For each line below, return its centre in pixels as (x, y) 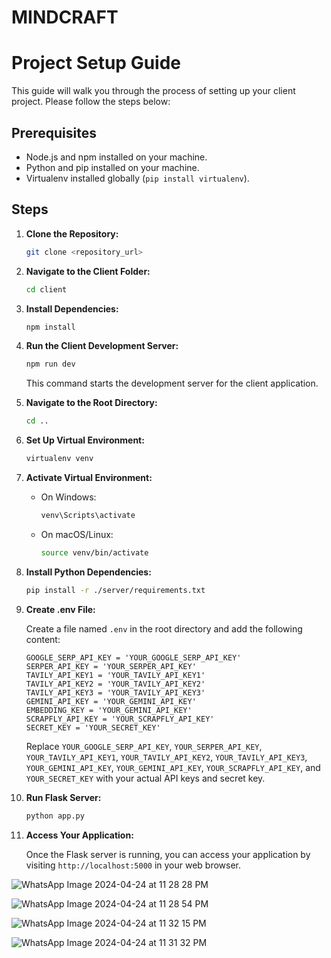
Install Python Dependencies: (88, 572)
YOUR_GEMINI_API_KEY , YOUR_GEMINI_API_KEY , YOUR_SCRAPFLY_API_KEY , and (173, 767)
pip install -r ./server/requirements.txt (115, 590)
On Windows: (68, 497)
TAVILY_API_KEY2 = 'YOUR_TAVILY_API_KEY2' (115, 684)
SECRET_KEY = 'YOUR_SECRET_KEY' (93, 727)
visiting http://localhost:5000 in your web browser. (133, 865)
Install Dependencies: (72, 308)
